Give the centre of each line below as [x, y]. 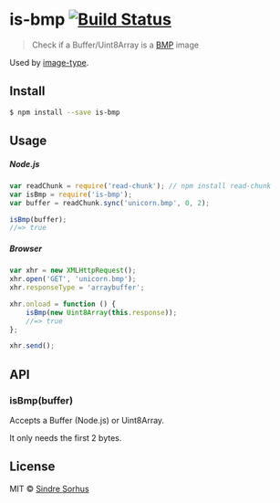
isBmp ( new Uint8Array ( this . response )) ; [102, 312]
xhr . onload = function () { [63, 304]
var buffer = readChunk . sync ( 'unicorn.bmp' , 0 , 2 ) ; [109, 203]
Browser [26, 248]
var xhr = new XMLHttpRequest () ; [73, 271]
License [32, 467]
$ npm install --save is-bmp [65, 112]
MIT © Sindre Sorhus [49, 488]
